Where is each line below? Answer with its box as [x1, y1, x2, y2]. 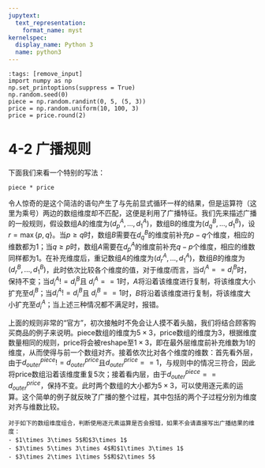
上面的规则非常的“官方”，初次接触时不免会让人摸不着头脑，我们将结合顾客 [8, 318, 250, 327]
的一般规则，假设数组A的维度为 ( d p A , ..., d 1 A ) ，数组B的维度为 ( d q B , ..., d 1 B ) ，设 [8, 217, 256, 230]
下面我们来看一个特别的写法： [8, 168, 105, 177]
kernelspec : [8, 33, 47, 42]
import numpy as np [8, 77, 73, 85]
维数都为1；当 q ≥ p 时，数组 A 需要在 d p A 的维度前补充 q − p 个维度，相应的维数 [8, 240, 256, 253]
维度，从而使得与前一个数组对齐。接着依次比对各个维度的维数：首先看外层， [8, 347, 257, 357]
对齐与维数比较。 [8, 402, 64, 411]
